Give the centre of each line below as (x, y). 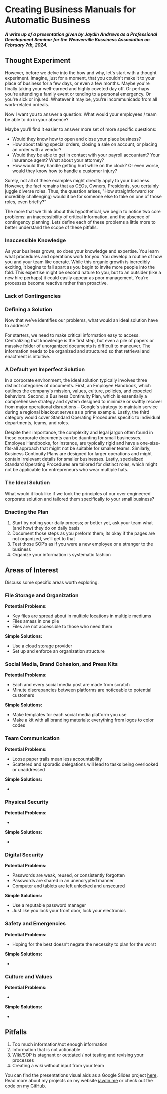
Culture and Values (29, 976)
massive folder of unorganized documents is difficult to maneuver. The (78, 346)
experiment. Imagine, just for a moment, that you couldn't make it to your (80, 78)
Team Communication (32, 738)
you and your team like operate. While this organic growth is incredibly (78, 262)
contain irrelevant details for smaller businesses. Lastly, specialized (74, 459)
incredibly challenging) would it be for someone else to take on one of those (83, 196)
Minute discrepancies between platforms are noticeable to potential (82, 690)
